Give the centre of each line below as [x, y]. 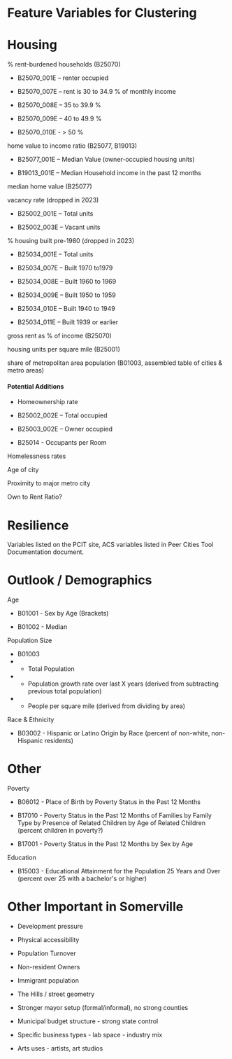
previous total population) [65, 691]
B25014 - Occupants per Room [62, 443]
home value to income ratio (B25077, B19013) [72, 146]
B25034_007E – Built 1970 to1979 [65, 268]
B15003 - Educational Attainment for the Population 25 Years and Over [119, 871]
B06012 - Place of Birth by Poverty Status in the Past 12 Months [109, 802]
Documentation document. [46, 552]
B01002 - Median [42, 627]
